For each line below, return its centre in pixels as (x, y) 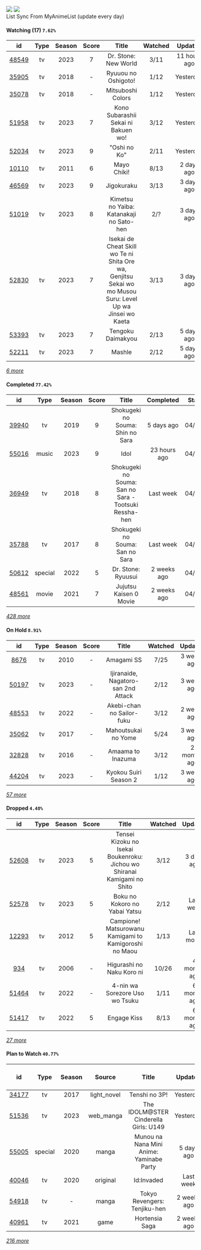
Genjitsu (121, 277)
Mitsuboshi (122, 91)
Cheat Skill (122, 247)
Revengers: (148, 1201)
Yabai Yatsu (125, 911)
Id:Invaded (148, 1180)
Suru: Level (121, 299)
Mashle (122, 352)
